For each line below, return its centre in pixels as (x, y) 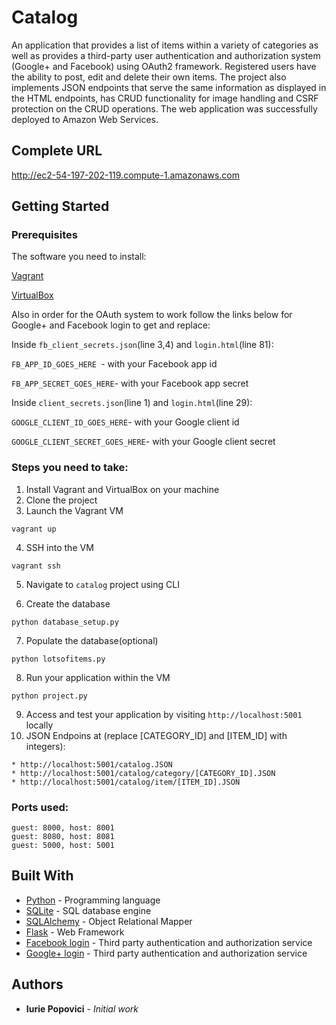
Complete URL (57, 151)
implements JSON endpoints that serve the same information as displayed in (169, 87)
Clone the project (61, 500)
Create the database (68, 603)
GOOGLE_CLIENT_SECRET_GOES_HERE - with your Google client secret (143, 442)
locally (39, 725)
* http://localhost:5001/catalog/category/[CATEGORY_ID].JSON (143, 773)
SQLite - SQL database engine (88, 910)
